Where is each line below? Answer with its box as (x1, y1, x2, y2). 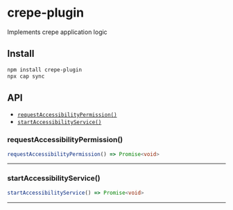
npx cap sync (7, 73, 45, 80)
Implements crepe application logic (7, 28, 107, 36)
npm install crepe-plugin (7, 66, 82, 73)
